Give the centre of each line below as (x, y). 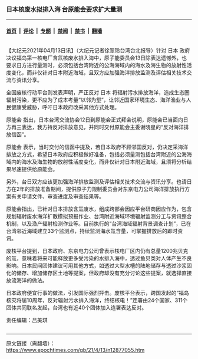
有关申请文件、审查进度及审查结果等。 (57, 196)
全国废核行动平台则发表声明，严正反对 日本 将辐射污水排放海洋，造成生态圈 (98, 92)
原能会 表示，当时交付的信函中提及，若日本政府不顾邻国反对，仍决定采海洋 (97, 147)
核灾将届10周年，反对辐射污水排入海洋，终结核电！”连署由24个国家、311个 (97, 300)
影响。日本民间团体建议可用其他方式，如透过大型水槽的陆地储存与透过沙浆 (96, 265)
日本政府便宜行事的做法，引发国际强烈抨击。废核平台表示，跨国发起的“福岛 (98, 292)
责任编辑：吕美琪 (27, 320)
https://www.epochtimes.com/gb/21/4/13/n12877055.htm (75, 350)
